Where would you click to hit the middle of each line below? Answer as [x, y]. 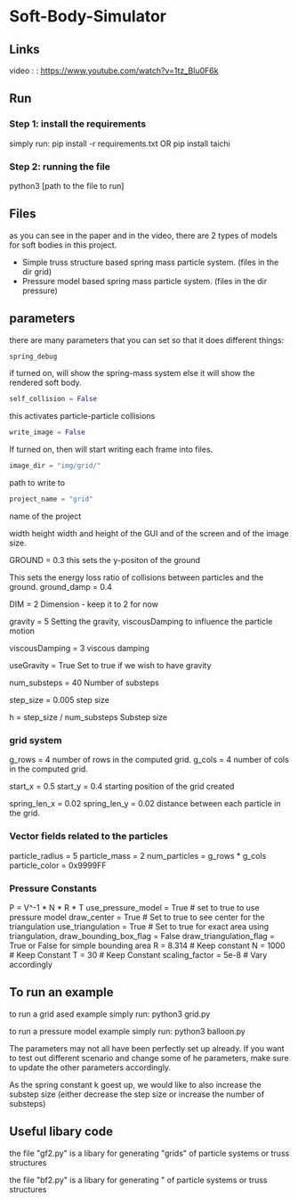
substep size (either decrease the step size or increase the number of [137, 1094]
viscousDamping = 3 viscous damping [79, 648]
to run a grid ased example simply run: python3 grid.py [110, 1014]
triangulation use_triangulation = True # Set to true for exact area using [139, 926]
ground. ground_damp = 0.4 [61, 586]
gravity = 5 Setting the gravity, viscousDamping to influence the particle [141, 621]
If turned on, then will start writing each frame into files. [111, 450]
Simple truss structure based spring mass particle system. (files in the [150, 262]
